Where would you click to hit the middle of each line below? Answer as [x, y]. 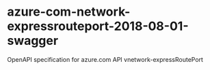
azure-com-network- [69, 12]
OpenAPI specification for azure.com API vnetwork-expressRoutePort [105, 59]
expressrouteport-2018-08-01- [98, 26]
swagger [33, 41]
